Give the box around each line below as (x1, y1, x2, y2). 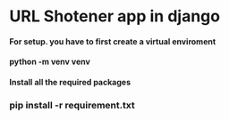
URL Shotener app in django (9, 6, 221, 27)
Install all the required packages (9, 76, 131, 87)
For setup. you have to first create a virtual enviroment (9, 36, 216, 46)
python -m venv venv (9, 56, 91, 68)
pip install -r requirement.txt (9, 99, 136, 111)
